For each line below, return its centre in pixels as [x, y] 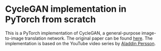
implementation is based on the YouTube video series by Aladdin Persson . [80, 43]
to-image [14, 38]
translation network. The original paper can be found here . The [89, 38]
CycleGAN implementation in [66, 9]
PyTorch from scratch [51, 19]
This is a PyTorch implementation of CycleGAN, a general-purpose [73, 33]
